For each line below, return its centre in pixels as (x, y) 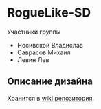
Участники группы (34, 32)
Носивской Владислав (50, 45)
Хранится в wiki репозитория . (51, 98)
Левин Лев (33, 59)
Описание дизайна (50, 82)
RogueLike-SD (49, 13)
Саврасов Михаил (44, 52)
